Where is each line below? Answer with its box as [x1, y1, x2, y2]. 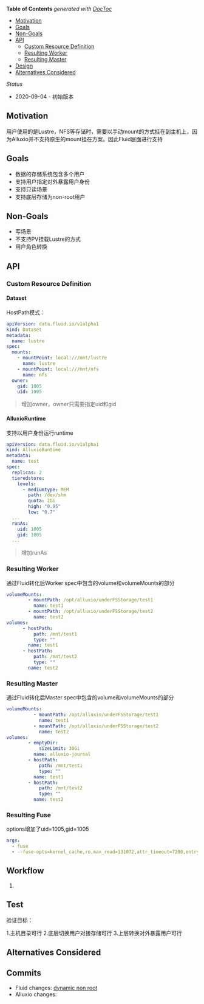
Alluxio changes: [15, 991, 57, 998]
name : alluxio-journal [33, 751, 91, 758]
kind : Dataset [6, 327, 42, 333]
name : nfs [22, 372, 47, 378]
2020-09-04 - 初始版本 [15, 93, 74, 100]
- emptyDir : [28, 740, 59, 746]
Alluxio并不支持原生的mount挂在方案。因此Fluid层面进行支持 [11, 135, 163, 142]
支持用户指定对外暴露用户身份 [15, 178, 90, 185]
